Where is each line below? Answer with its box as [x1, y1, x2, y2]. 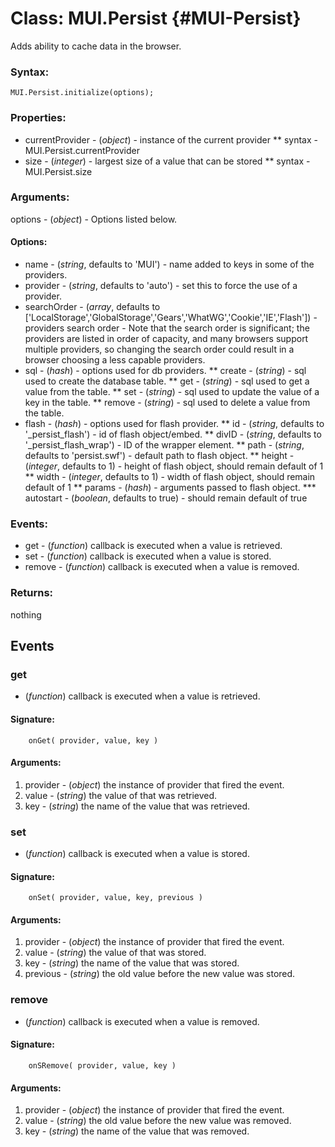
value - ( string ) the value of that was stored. [24, 947, 207, 959]
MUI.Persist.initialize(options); [10, 88, 155, 98]
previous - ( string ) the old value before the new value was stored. [24, 968, 296, 980]
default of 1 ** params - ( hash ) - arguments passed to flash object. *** [24, 482, 317, 494]
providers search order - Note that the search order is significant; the [24, 322, 310, 334]
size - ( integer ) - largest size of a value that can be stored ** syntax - [24, 155, 311, 167]
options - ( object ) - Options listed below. [10, 213, 178, 225]
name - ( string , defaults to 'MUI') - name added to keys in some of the [24, 258, 315, 271]
